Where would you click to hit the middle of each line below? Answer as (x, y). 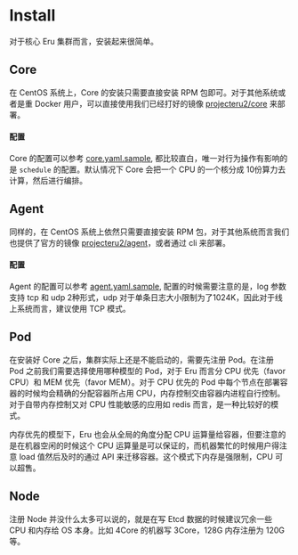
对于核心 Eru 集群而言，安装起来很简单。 (84, 41)
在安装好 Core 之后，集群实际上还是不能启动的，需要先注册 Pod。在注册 (141, 359)
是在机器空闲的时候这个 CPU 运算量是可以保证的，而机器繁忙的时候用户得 (145, 445)
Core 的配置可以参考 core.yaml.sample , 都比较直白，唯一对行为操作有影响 (145, 158)
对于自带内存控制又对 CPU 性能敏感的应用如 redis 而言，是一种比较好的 (140, 404)
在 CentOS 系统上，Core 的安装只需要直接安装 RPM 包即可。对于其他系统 (144, 92)
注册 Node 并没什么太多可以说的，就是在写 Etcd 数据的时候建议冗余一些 (141, 518)
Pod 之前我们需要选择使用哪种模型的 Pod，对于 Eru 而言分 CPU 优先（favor (148, 371)
